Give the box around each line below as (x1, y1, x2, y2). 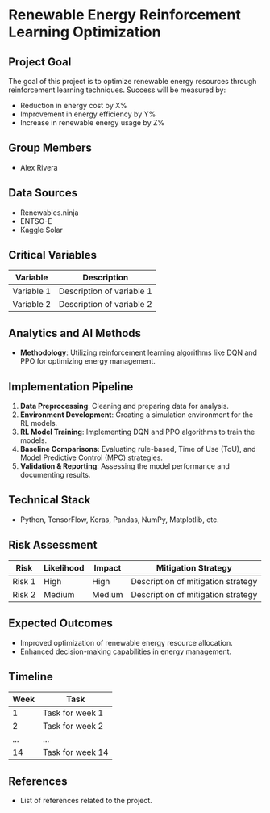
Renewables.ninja (19, 208, 79, 217)
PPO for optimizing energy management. (19, 356, 156, 366)
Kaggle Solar (19, 225, 63, 234)
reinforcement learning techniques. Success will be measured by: (8, 85, 226, 95)
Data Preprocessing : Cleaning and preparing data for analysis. (19, 402, 230, 411)
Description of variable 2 (58, 299, 153, 310)
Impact (93, 562, 122, 573)
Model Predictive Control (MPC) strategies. (19, 453, 164, 462)
